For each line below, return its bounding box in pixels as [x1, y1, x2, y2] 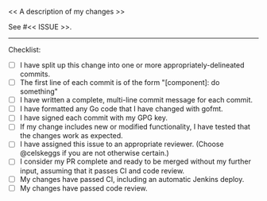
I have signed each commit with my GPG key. [19, 113, 168, 122]
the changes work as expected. [19, 131, 123, 141]
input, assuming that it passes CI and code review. [19, 166, 185, 176]
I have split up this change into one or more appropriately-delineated [19, 60, 245, 70]
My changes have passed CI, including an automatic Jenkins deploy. [19, 174, 245, 184]
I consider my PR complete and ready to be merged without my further [19, 157, 252, 166]
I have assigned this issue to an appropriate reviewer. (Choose [19, 139, 224, 149]
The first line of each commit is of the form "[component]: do [19, 78, 220, 87]
